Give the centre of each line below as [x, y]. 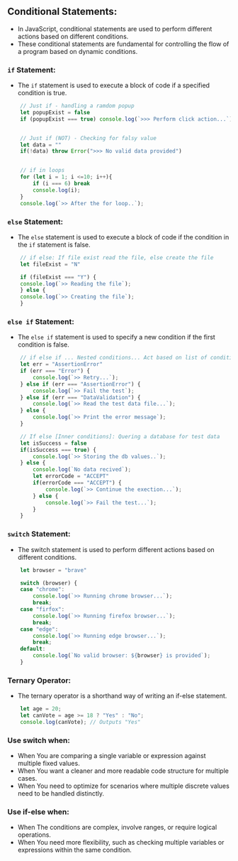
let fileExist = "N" [50, 264]
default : [33, 649]
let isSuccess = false [53, 443]
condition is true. [42, 93]
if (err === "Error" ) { [55, 371]
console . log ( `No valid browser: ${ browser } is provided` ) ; [122, 656]
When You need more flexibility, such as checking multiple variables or [121, 843]
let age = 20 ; [41, 709]
